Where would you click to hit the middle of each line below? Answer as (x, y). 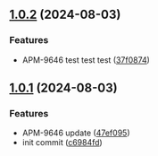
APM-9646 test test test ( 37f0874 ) (86, 60)
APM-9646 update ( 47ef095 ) (76, 133)
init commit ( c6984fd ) (62, 143)
